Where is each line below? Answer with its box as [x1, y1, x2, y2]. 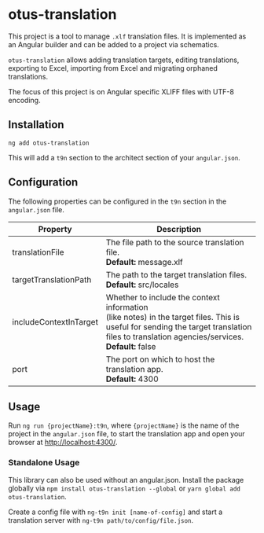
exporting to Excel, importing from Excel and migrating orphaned [8, 63, 218, 72]
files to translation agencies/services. [105, 331, 244, 342]
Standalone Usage [8, 458, 80, 469]
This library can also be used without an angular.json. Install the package [8, 475, 244, 484]
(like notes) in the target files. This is [105, 311, 240, 322]
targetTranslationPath [12, 274, 92, 285]
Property [38, 223, 72, 234]
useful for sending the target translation [105, 321, 252, 332]
